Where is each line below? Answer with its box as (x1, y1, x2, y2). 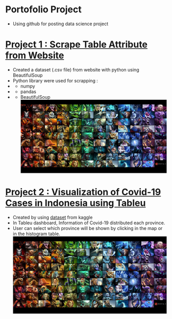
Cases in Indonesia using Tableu (5, 197, 146, 209)
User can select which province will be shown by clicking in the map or (12, 225, 163, 232)
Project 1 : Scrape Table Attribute (5, 39, 148, 50)
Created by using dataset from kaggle (12, 215, 93, 221)
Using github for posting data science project (12, 21, 109, 27)
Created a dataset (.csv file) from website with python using (12, 66, 139, 73)
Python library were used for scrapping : (12, 77, 98, 83)
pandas (20, 88, 37, 95)
